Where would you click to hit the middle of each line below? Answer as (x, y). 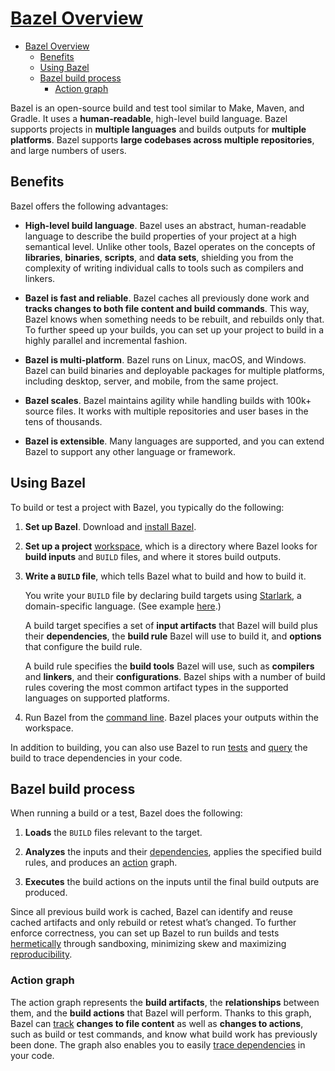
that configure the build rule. (83, 646)
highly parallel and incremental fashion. (106, 340)
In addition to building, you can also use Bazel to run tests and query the (159, 747)
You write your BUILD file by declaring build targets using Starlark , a (163, 595)
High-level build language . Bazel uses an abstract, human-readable (165, 225)
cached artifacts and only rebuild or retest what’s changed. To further (153, 923)
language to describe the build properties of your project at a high (160, 236)
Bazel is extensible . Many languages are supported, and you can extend (174, 441)
